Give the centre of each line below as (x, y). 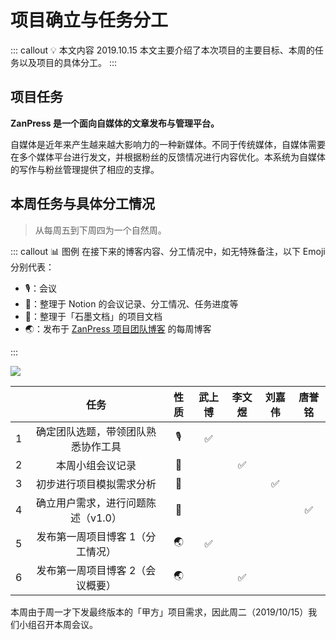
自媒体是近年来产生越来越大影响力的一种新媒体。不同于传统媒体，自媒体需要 (168, 144)
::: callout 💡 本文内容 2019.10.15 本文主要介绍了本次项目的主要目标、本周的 (162, 50)
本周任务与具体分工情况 (82, 204)
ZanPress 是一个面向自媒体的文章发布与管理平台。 (115, 123)
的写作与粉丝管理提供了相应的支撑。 (85, 169)
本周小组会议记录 (96, 465)
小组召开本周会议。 (58, 624)
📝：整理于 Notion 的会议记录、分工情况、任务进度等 (131, 303)
